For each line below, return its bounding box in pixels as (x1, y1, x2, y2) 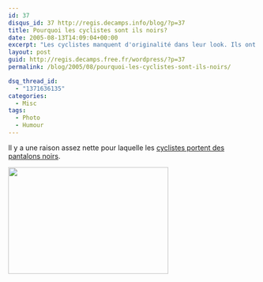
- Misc (15, 100, 37, 107)
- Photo (15, 114, 41, 122)
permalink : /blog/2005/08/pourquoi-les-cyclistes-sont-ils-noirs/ (8, 63, 231, 71)
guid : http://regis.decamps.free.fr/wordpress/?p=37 (8, 56, 186, 64)
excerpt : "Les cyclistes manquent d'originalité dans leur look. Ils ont (8, 41, 257, 49)
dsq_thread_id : (8, 77, 58, 85)
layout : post (8, 48, 51, 56)
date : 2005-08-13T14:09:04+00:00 (8, 33, 118, 42)
